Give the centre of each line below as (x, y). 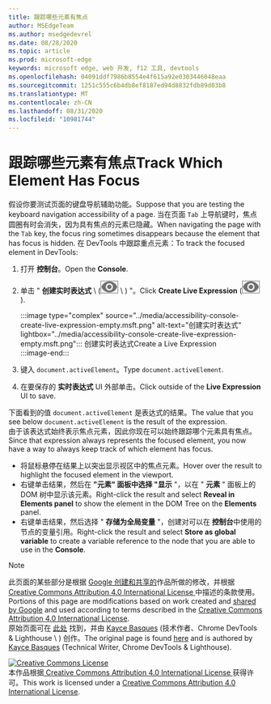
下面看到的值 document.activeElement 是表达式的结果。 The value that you (131, 413)
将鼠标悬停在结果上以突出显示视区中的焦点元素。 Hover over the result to (141, 466)
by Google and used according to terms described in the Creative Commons (135, 610)
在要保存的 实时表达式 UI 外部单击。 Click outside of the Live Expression (140, 387)
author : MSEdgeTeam (41, 25)
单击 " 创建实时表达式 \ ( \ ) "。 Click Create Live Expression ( (131, 291)
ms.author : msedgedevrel (50, 34)
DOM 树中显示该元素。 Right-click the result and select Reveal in (127, 494)
